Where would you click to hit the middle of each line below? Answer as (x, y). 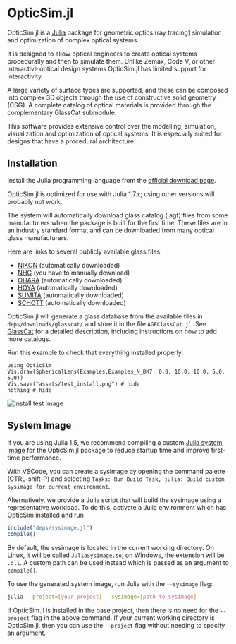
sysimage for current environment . (59, 486)
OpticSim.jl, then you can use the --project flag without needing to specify (116, 626)
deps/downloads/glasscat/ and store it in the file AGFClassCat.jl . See (107, 323)
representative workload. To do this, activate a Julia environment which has (117, 507)
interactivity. (25, 76)
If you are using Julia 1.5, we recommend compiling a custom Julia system (115, 442)
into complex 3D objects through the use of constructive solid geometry (112, 97)
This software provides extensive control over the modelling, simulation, (112, 126)
